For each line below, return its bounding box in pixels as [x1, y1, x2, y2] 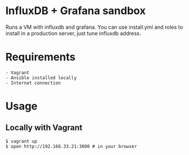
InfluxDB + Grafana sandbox [5, 4, 146, 18]
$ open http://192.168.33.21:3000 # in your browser [5, 143, 137, 149]
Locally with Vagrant [5, 123, 83, 133]
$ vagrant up [5, 138, 38, 144]
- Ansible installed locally [5, 75, 77, 80]
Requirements [5, 50, 76, 64]
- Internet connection [5, 80, 61, 86]
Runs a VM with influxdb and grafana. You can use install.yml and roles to [5, 23, 183, 31]
